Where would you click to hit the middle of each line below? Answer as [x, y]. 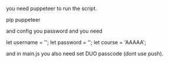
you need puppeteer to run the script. [52, 8]
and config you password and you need [54, 31]
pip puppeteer [23, 20]
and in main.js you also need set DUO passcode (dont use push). [85, 54]
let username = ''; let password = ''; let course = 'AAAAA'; [76, 42]
